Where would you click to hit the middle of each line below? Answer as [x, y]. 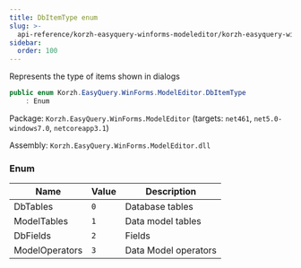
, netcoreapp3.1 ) [79, 127]
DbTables [34, 207]
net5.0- [268, 119]
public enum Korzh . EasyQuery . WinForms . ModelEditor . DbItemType [128, 93]
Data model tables [163, 221]
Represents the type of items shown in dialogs [95, 76]
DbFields [33, 236]
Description [171, 192]
